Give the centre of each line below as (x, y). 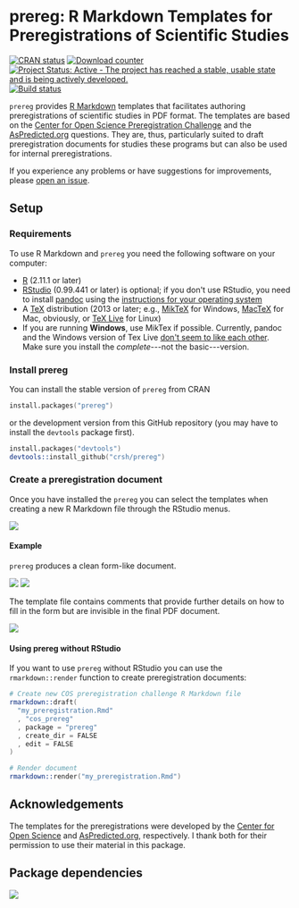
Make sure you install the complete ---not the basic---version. (136, 347)
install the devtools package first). (72, 432)
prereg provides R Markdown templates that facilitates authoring (128, 105)
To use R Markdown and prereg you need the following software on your (142, 253)
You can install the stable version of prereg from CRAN (110, 389)
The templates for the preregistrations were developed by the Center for (142, 826)
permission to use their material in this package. (97, 845)
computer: (28, 263)
